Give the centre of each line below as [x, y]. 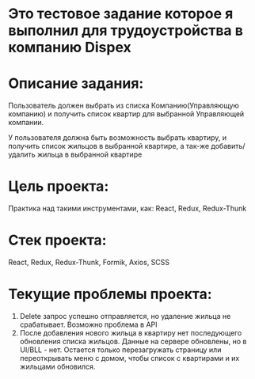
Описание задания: [76, 83]
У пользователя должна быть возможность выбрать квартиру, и [118, 138]
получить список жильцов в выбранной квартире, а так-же [109, 146]
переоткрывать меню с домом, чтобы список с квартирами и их [129, 358]
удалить [22, 154]
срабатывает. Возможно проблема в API [88, 324]
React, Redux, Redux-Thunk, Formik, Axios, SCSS [89, 262]
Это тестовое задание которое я [121, 14]
